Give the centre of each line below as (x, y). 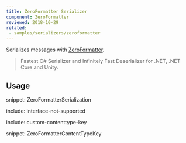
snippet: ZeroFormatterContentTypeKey (54, 133)
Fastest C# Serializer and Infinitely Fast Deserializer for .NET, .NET (100, 61)
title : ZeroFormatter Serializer (47, 11)
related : (17, 28)
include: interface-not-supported (46, 111)
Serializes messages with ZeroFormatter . (55, 50)
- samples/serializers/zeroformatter (54, 33)
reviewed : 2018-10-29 (32, 22)
